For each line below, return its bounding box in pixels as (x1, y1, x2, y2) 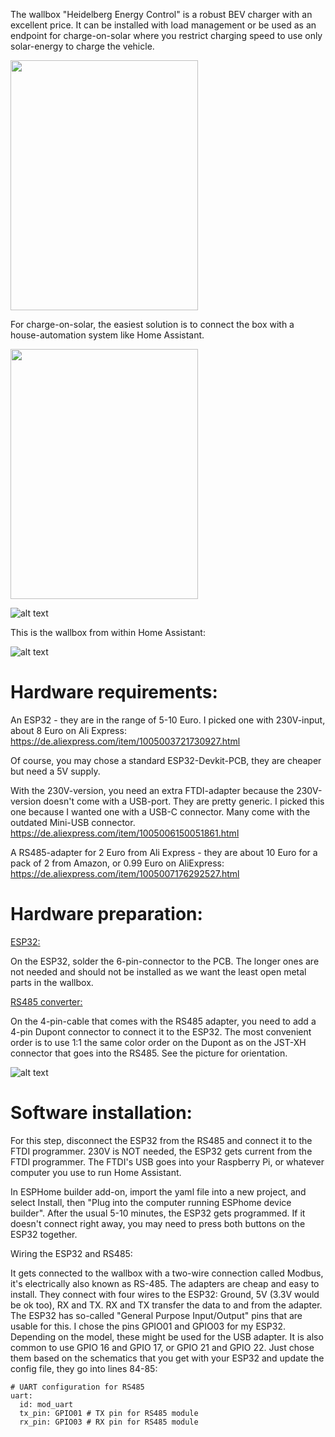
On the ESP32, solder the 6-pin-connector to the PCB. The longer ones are (10, 955, 320, 967)
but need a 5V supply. (10, 765, 101, 777)
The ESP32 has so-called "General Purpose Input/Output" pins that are (10, 1309, 303, 1321)
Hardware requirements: (10, 681, 218, 704)
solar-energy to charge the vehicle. (10, 40, 155, 52)
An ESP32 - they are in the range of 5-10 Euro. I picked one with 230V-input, (10, 714, 326, 726)
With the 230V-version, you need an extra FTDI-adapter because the (10, 784, 295, 796)
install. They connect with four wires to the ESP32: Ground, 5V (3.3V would (10, 1288, 320, 1300)
